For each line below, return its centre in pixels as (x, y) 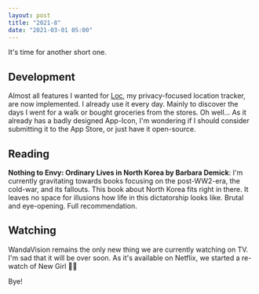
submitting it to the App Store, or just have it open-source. (102, 129)
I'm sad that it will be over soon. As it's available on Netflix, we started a (124, 258)
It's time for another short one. (58, 53)
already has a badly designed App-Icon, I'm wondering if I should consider (129, 121)
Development (42, 76)
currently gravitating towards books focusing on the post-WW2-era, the (124, 181)
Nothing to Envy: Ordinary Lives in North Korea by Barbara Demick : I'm (126, 172)
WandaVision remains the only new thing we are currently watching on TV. (128, 249)
